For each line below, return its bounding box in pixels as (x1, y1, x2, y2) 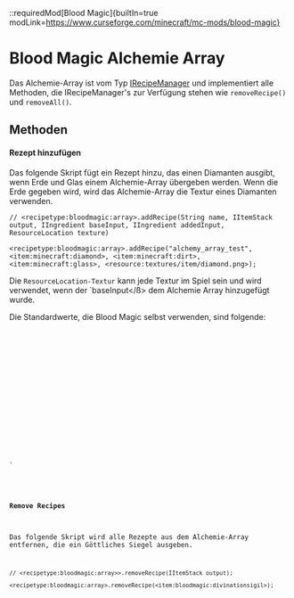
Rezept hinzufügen (9, 147, 82, 158)
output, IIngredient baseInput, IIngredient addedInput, (9, 220, 225, 230)
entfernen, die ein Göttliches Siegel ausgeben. (9, 540, 193, 549)
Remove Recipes (9, 502, 66, 511)
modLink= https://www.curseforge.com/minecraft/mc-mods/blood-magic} (9, 17, 281, 28)
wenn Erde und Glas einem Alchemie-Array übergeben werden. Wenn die (9, 176, 279, 187)
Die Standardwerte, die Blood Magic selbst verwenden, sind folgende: (9, 311, 266, 322)
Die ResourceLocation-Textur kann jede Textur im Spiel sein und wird (9, 275, 262, 286)
